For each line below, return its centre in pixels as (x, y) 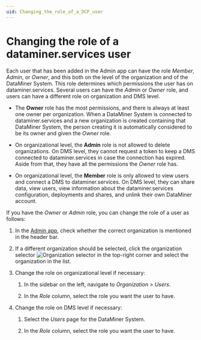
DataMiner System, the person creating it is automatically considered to (103, 127)
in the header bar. (37, 236)
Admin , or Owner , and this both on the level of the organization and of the (97, 77)
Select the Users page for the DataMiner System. (85, 319)
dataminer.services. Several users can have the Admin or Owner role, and (97, 90)
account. (26, 201)
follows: (16, 218)
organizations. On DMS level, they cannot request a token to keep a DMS (105, 151)
